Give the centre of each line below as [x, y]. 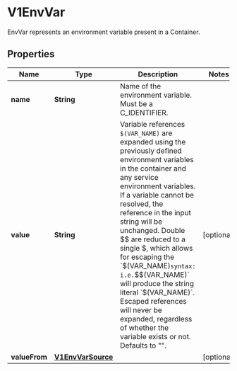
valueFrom [29, 357]
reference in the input [156, 212]
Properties [31, 54]
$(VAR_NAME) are [146, 133]
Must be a [136, 103]
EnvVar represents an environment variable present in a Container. [104, 32]
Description [158, 74]
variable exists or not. [156, 336]
